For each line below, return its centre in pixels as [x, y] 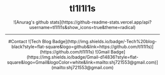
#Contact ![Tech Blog [30, 41]
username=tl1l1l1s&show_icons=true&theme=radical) [82, 27]
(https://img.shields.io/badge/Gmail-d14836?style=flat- [82, 57]
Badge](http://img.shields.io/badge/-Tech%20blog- [105, 41]
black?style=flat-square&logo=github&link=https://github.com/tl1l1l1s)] [82, 47]
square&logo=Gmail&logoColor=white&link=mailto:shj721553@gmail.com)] [82, 62]
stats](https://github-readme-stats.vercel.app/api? [101, 22]
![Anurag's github [31, 22]
